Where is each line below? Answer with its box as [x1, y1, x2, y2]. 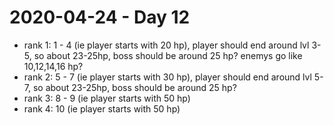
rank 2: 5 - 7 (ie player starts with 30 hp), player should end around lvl [23, 71, 312, 83]
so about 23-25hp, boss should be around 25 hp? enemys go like [33, 49, 303, 61]
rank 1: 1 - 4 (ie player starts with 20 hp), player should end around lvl [23, 39, 310, 51]
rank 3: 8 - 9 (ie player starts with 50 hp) [23, 92, 191, 104]
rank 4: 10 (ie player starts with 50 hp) [23, 102, 181, 115]
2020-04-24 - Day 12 [9, 6, 191, 29]
